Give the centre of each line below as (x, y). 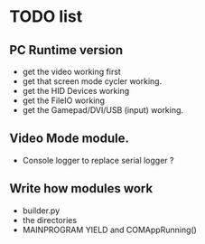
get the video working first (72, 71)
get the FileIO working (64, 100)
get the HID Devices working (75, 91)
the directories (50, 220)
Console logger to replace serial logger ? (98, 160)
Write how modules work (81, 188)
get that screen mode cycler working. (92, 81)
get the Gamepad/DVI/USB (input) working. (102, 110)
